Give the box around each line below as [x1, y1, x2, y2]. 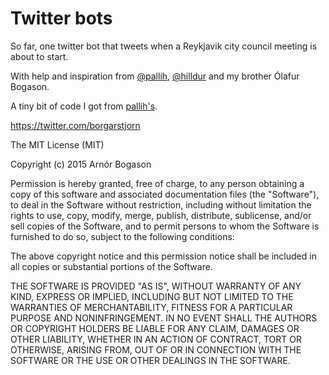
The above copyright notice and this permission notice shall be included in [10, 250, 317, 262]
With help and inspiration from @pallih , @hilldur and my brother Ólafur [10, 70, 300, 82]
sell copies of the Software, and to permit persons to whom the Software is [10, 220, 320, 232]
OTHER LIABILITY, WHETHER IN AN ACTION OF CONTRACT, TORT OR [10, 333, 302, 345]
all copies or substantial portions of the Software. [10, 260, 213, 272]
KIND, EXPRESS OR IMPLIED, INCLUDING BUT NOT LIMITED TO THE [10, 290, 294, 302]
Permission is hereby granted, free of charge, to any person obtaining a [10, 177, 305, 189]
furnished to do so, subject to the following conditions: [10, 230, 235, 242]
